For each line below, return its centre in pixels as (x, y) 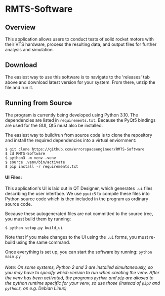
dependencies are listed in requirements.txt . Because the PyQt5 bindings (80, 120)
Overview (21, 27)
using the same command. (43, 242)
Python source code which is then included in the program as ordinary (77, 199)
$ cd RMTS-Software (25, 153)
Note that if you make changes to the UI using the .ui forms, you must (77, 237)
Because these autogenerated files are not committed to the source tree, (79, 214)
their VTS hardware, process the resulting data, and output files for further (81, 44)
